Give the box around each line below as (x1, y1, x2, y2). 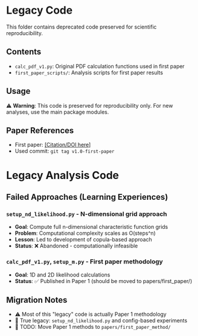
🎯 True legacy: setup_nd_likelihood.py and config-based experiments (14, 317, 187, 324)
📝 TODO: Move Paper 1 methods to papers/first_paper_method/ (14, 324, 171, 331)
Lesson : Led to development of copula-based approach (14, 236, 152, 243)
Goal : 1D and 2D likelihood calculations (14, 271, 111, 278)
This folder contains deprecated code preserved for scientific (6, 23, 157, 30)
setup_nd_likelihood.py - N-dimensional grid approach (6, 209, 168, 218)
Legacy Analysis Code (6, 168, 120, 182)
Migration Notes (6, 295, 67, 305)
